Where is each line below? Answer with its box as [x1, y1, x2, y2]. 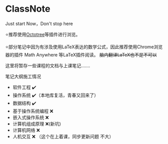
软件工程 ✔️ [12, 84, 37, 90]
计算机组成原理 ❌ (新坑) [12, 121, 61, 127]
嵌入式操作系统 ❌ [12, 114, 49, 120]
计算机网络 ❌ [12, 127, 40, 133]
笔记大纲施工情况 [5, 73, 41, 79]
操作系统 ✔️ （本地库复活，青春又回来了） [12, 92, 99, 98]
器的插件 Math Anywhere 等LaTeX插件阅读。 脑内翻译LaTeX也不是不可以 [5, 51, 157, 57]
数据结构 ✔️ [12, 100, 37, 106]
